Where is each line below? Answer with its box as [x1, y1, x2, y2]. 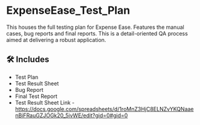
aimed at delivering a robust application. [6, 36, 106, 43]
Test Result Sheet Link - [15, 99, 75, 106]
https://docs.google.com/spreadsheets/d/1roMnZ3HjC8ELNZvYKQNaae [15, 105, 195, 112]
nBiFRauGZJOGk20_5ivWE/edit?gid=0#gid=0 [15, 112, 128, 119]
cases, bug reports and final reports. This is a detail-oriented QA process [6, 29, 189, 37]
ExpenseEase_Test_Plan [6, 4, 131, 17]
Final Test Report [15, 93, 57, 100]
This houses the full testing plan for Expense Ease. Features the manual [6, 23, 184, 31]
